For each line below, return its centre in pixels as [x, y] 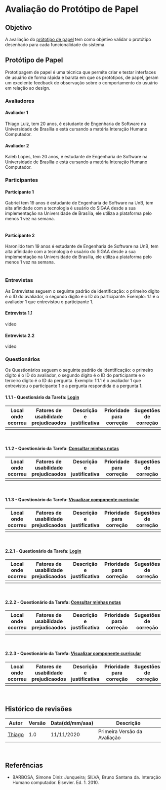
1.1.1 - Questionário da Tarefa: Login [42, 397]
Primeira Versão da [120, 731]
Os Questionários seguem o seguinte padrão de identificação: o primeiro [79, 370]
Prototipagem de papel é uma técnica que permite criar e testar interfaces [81, 72]
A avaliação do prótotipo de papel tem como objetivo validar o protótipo [78, 39]
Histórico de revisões [39, 709]
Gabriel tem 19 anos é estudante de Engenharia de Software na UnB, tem [79, 203]
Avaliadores [20, 101]
